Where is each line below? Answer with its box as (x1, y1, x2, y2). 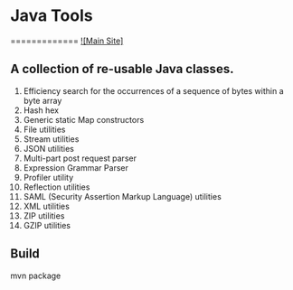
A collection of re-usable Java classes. (10, 61, 234, 77)
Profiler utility (23, 172, 74, 182)
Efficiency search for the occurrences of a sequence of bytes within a (23, 85, 284, 96)
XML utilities (23, 201, 71, 211)
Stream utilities (23, 133, 80, 145)
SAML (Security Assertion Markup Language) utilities (23, 191, 222, 201)
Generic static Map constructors (23, 114, 145, 125)
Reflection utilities (23, 182, 90, 192)
